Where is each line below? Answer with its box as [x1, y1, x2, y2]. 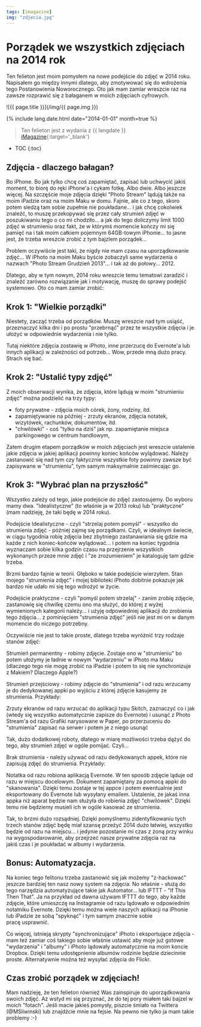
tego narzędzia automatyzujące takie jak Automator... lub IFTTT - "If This [6, 887, 186, 894]
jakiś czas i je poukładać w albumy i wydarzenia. [6, 840, 126, 848]
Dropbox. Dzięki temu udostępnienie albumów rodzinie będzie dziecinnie [6, 949, 186, 956]
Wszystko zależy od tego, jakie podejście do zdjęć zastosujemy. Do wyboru [6, 496, 193, 503]
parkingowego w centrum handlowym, [14, 432, 110, 439]
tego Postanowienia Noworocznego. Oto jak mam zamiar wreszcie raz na [6, 85, 187, 93]
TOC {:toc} [14, 145, 42, 152]
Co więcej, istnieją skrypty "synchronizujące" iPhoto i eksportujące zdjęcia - [6, 930, 194, 937]
